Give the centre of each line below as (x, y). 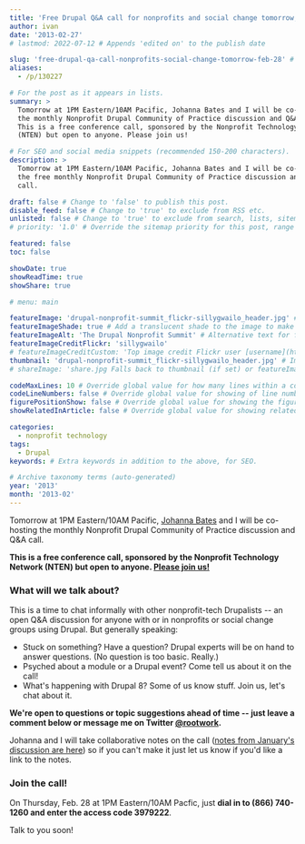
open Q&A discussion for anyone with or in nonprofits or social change (142, 620)
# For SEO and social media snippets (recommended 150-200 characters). (150, 152)
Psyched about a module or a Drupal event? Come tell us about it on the (157, 667)
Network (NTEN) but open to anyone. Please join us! (110, 567)
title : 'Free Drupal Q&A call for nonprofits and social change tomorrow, (154, 18)
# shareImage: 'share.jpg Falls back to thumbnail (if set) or (132, 369)
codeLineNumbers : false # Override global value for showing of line (144, 394)
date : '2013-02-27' (46, 35)
